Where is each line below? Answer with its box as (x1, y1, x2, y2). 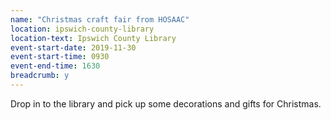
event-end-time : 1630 (10, 61, 101, 71)
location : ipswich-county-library (10, 24, 155, 34)
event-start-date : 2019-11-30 (10, 42, 137, 53)
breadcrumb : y (10, 71, 70, 81)
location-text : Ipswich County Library (10, 33, 177, 43)
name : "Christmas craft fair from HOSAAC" (10, 14, 190, 25)
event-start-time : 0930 (10, 52, 110, 62)
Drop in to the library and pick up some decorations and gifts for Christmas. (10, 97, 322, 110)
